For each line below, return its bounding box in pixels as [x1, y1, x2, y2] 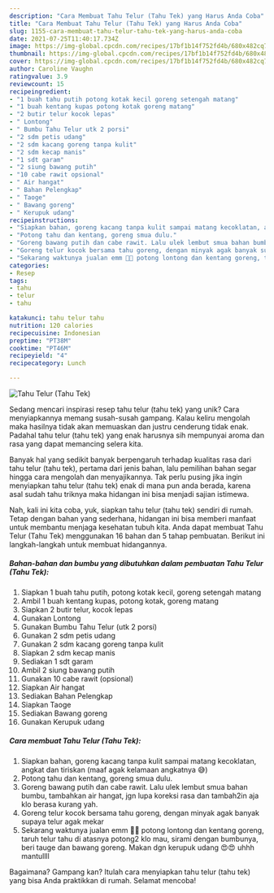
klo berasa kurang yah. [20, 799, 98, 809]
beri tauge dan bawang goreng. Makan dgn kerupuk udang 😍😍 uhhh [20, 843, 255, 852]
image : [9, 42, 32, 50]
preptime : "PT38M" [9, 337, 72, 345]
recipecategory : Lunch [9, 359, 86, 368]
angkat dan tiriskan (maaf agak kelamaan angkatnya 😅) [20, 764, 208, 774]
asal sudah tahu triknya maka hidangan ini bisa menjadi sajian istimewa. [9, 490, 250, 499]
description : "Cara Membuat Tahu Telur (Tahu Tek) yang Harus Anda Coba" [9, 11, 265, 20]
